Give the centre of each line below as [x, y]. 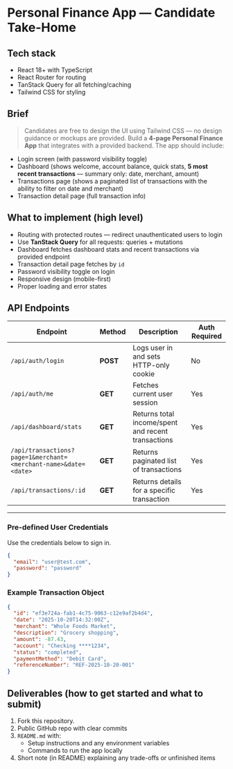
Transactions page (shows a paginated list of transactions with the [112, 181]
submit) [24, 704]
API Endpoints [38, 308]
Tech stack [32, 53]
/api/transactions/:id [48, 491]
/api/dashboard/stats [46, 427]
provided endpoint [44, 257]
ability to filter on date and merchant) [70, 188]
